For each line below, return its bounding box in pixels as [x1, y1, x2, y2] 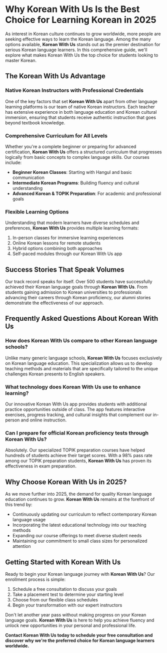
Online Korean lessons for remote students [12, 240, 101, 246]
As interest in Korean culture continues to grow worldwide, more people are [5, 31, 161, 37]
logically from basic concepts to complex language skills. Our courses [5, 154, 150, 160]
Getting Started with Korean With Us [5, 558, 121, 566]
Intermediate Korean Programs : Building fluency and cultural [12, 179, 139, 186]
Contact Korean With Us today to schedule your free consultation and [5, 632, 153, 638]
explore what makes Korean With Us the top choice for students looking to [5, 52, 158, 58]
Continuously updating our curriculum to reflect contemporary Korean [12, 511, 157, 517]
